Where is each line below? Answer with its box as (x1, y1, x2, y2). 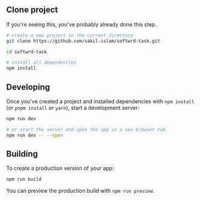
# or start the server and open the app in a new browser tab (6, 126, 166, 133)
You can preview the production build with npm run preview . (6, 187, 155, 195)
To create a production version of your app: (6, 165, 114, 172)
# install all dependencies (6, 59, 77, 65)
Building (6, 149, 38, 159)
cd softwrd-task (6, 49, 47, 55)
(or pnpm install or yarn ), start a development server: (6, 105, 140, 111)
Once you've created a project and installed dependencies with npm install (6, 98, 195, 105)
